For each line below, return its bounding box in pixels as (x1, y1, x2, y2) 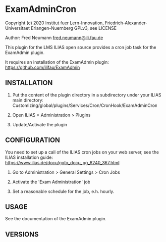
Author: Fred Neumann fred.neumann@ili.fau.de (5, 35, 103, 41)
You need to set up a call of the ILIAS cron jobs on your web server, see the (5, 149, 159, 155)
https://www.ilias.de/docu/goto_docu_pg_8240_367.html (5, 159, 120, 165)
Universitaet (5, 25, 30, 31)
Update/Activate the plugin (12, 121, 67, 127)
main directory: (12, 97, 44, 103)
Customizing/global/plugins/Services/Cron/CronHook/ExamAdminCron (12, 102, 158, 108)
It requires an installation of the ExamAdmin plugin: (5, 59, 109, 65)
